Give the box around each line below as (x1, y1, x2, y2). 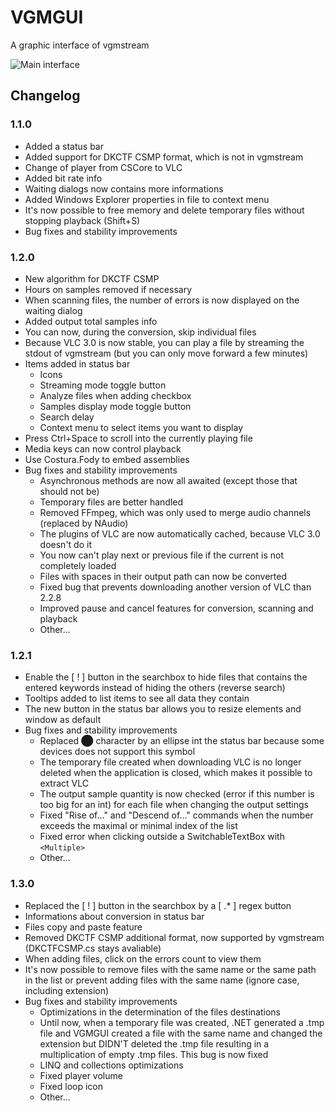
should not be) (39, 485, 100, 497)
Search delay (39, 411, 95, 423)
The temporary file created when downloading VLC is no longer (39, 756, 302, 768)
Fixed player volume (39, 1069, 123, 1081)
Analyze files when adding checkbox (39, 389, 192, 401)
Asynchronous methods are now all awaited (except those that (39, 474, 298, 486)
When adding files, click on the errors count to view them (24, 952, 262, 965)
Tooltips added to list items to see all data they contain (24, 692, 250, 705)
